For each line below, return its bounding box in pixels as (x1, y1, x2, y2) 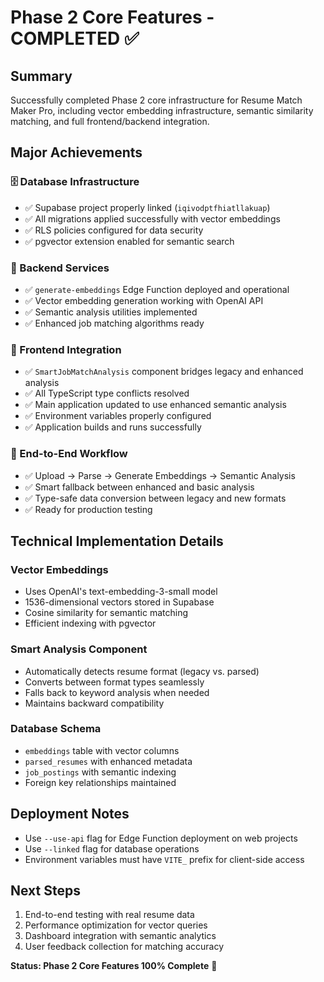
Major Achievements (10, 144, 143, 161)
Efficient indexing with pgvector (24, 617, 157, 630)
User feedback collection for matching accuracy (24, 941, 225, 953)
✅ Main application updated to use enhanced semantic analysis (24, 399, 287, 411)
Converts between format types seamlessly (24, 676, 205, 688)
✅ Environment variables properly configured (24, 410, 212, 422)
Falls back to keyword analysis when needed (24, 686, 210, 698)
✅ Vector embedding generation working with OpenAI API (24, 294, 264, 306)
